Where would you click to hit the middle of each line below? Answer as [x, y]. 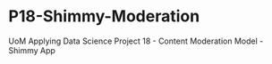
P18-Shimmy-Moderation [104, 16]
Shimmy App [32, 50]
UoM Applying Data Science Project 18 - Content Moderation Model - [136, 41]
